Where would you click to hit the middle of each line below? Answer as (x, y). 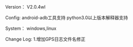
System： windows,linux (31, 28)
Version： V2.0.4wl (25, 7)
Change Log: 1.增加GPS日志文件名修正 (45, 39)
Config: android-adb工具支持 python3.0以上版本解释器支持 (67, 18)
